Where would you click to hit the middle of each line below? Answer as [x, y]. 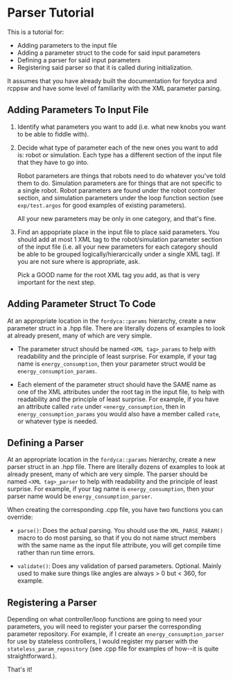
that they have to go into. [53, 162]
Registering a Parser [52, 602]
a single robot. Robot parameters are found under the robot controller [116, 190]
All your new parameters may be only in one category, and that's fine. [117, 218]
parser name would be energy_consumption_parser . [80, 496]
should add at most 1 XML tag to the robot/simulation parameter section [120, 239]
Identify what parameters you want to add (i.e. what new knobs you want [121, 127]
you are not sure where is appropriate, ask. [78, 261]
